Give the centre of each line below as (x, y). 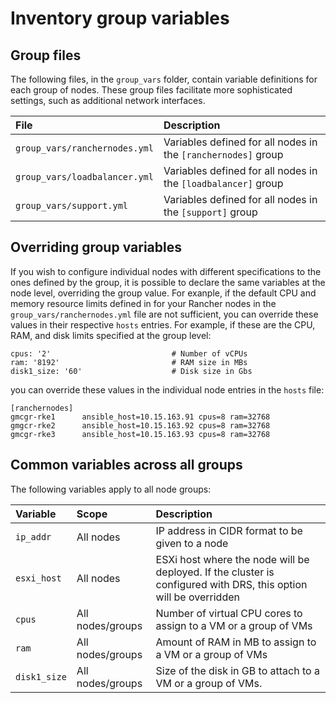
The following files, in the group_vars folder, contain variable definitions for (164, 79)
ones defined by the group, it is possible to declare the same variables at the (168, 282)
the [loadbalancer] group (223, 183)
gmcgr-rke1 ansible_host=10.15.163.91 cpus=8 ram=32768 (140, 417)
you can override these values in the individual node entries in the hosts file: (167, 389)
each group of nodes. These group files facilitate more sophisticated (151, 90)
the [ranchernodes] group (223, 154)
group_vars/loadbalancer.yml (84, 177)
